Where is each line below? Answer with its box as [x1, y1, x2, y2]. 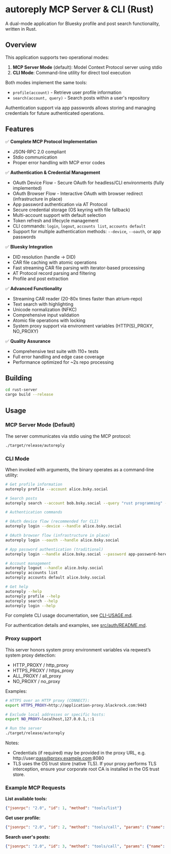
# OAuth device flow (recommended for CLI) [5, 519, 99, 524]
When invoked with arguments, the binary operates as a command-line [5, 466, 154, 472]
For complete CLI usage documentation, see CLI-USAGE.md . [5, 612, 133, 618]
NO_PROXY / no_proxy [12, 678, 61, 684]
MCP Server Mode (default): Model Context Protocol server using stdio [12, 64, 162, 70]
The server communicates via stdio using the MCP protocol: [5, 433, 131, 439]
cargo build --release [5, 392, 53, 397]
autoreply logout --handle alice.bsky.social [5, 565, 103, 571]
